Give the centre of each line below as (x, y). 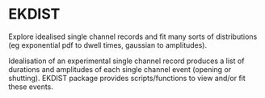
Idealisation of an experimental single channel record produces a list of (126, 61)
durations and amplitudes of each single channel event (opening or (120, 69)
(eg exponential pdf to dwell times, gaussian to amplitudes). (108, 45)
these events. (31, 87)
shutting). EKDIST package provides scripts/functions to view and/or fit (127, 78)
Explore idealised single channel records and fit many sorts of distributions (133, 36)
